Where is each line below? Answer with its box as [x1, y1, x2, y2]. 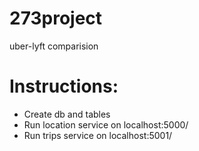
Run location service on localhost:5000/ [23, 118, 189, 131]
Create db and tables [23, 108, 111, 120]
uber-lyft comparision [9, 40, 99, 52]
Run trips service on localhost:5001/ [23, 129, 173, 141]
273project [9, 7, 103, 30]
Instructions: [9, 75, 119, 98]
